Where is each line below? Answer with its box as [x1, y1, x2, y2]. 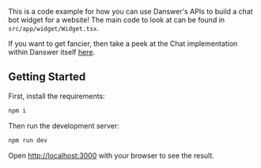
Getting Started [8, 71, 86, 84]
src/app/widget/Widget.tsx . [8, 24, 100, 32]
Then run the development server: [8, 120, 120, 130]
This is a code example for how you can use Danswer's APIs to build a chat [8, 7, 253, 16]
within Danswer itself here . [8, 48, 96, 56]
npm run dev [8, 136, 47, 144]
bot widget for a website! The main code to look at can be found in [8, 15, 225, 25]
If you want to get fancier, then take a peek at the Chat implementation [8, 39, 238, 48]
